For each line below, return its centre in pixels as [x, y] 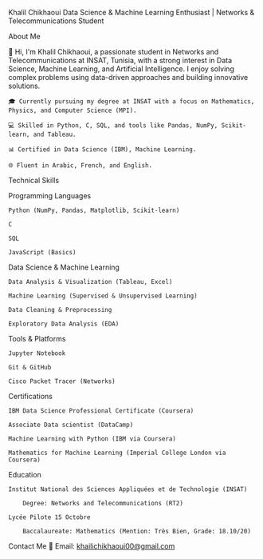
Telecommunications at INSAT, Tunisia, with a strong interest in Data [120, 60]
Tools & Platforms [37, 339]
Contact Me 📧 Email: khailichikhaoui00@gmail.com [92, 546]
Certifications [31, 396]
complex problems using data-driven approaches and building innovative [128, 77]
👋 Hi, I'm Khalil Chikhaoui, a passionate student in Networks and [114, 52]
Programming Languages [50, 196]
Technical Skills [34, 180]
